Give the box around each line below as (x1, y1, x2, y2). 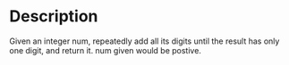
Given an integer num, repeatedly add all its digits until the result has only (9, 36, 280, 46)
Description (9, 6, 98, 27)
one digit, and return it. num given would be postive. (9, 45, 201, 55)
